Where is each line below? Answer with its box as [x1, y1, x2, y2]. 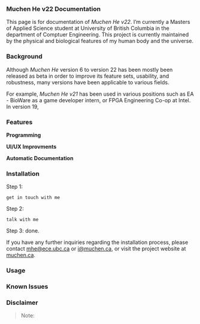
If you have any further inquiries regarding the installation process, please [6, 239, 189, 246]
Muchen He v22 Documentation [6, 5, 101, 13]
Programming [6, 131, 41, 139]
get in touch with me [6, 195, 60, 201]
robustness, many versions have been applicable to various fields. [6, 78, 169, 85]
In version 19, [6, 103, 39, 110]
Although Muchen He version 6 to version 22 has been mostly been [6, 66, 173, 73]
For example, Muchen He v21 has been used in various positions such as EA [6, 90, 194, 97]
